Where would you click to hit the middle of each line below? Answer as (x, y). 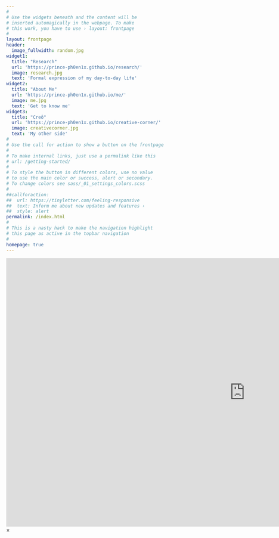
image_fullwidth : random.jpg (48, 51)
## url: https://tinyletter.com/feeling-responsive (73, 200)
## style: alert (28, 211)
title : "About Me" (35, 89)
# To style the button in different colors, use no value (80, 173)
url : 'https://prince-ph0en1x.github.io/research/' (77, 67)
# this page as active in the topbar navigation (68, 233)
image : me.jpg (29, 100)
